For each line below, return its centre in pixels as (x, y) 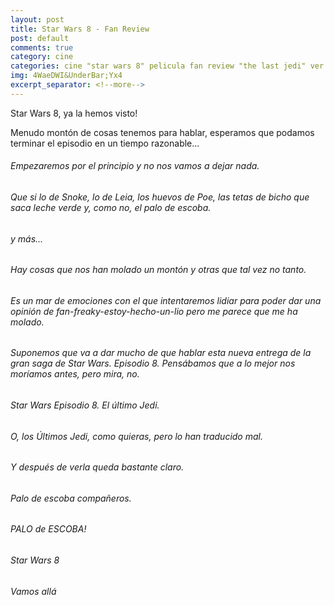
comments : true (42, 47)
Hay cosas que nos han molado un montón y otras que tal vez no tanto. (158, 270)
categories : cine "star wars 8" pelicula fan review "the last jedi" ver (167, 66)
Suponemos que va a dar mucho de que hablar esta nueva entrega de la (161, 353)
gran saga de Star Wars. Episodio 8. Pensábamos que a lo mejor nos (153, 363)
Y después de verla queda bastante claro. (97, 467)
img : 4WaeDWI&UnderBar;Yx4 (66, 76)
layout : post (37, 19)
